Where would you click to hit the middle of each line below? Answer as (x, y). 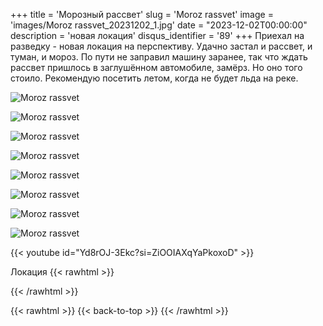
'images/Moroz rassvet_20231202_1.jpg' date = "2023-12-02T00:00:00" (159, 25)
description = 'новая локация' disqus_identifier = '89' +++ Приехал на (157, 35)
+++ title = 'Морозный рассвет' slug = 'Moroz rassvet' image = (142, 14)
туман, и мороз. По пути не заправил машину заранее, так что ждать (159, 57)
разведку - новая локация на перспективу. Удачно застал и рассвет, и (161, 46)
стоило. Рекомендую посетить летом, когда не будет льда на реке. (154, 78)
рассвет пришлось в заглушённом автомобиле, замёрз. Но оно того (156, 67)
